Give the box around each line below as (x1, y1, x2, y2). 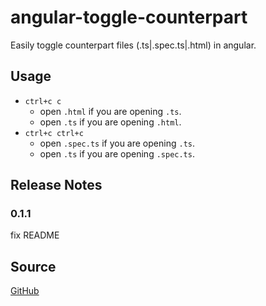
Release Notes (10, 177, 103, 194)
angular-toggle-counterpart (10, 6, 248, 29)
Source (10, 258, 57, 275)
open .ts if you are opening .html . (39, 116, 182, 128)
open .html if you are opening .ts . (39, 105, 182, 117)
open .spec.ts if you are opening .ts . (39, 137, 195, 149)
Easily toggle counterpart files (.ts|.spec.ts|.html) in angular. (10, 39, 257, 51)
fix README (10, 229, 60, 241)
